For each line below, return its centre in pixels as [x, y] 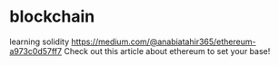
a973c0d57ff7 [35, 51]
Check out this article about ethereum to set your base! [167, 51]
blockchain [52, 17]
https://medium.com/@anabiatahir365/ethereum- [164, 42]
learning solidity [40, 42]
